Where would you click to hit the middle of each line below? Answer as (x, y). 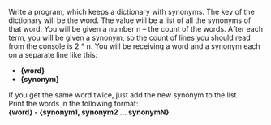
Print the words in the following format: (73, 103)
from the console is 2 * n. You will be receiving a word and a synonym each (135, 46)
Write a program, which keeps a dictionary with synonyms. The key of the (132, 12)
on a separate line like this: (53, 55)
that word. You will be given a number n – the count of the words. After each (136, 29)
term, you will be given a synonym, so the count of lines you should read (130, 37)
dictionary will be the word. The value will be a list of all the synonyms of (130, 20)
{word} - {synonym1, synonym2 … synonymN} (89, 112)
